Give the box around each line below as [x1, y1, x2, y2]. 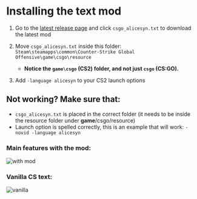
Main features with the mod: [6, 144, 92, 152]
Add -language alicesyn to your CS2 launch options [15, 76, 145, 84]
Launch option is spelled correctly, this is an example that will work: [15, 123, 184, 130]
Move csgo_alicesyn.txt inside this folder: [15, 42, 122, 50]
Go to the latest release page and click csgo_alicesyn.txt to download [15, 24, 192, 32]
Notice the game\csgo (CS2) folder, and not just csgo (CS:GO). [24, 65, 179, 72]
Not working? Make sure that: [6, 94, 121, 104]
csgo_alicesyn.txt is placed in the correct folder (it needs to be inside [15, 110, 191, 118]
